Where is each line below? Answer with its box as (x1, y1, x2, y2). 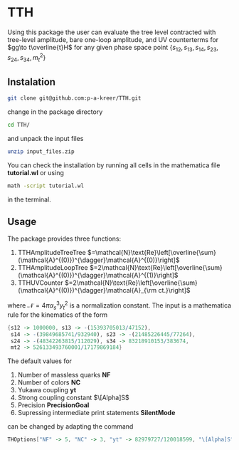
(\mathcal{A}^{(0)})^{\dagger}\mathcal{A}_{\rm (17, 286, 157, 295)
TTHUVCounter (17, 278, 63, 287)
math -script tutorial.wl (7, 182, 84, 189)
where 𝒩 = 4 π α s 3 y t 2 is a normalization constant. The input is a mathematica (7, 300, 232, 311)
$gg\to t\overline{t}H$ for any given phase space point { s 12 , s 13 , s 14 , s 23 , (7, 43, 219, 53)
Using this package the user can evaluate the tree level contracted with (7, 28, 216, 36)
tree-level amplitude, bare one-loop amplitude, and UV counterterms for (7, 35, 219, 43)
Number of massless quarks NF (17, 371, 111, 380)
